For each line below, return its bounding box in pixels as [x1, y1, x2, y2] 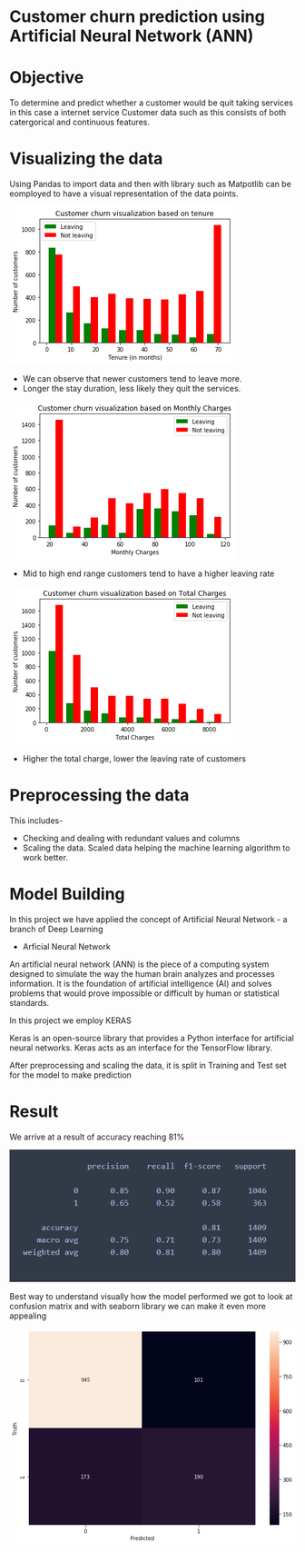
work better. [22, 852, 68, 862]
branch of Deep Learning [9, 923, 103, 934]
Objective [9, 67, 84, 88]
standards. [9, 997, 50, 1008]
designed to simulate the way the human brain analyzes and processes [9, 968, 275, 979]
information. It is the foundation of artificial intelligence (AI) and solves [9, 978, 272, 989]
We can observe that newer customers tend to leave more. [22, 373, 242, 384]
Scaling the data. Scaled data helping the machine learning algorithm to [22, 842, 290, 853]
